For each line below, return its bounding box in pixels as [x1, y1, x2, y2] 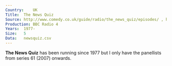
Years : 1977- [5, 26, 36, 31]
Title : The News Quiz [5, 12, 54, 17]
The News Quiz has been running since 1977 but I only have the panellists [5, 49, 162, 56]
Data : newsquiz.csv [5, 36, 52, 41]
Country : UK [5, 7, 38, 13]
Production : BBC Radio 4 [5, 21, 58, 27]
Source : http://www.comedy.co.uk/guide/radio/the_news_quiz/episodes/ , [5, 17, 164, 22]
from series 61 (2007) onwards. [5, 55, 72, 61]
